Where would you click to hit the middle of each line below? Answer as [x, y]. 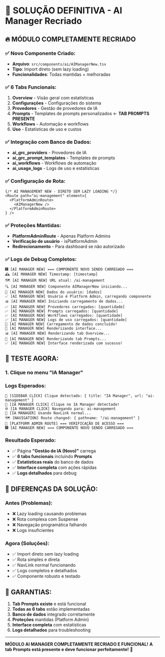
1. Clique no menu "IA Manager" [44, 372]
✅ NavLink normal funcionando [44, 565]
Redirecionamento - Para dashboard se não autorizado [69, 247]
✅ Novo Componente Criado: [40, 53]
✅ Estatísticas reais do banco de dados [53, 462]
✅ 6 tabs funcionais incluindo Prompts [52, 457]
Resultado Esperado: [30, 440]
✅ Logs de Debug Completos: [41, 259]
